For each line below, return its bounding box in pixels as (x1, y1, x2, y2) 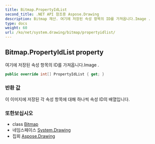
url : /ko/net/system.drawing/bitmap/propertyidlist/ (5, 30, 116, 35)
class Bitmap (12, 121, 38, 127)
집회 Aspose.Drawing (12, 133, 56, 139)
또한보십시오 (5, 110, 33, 116)
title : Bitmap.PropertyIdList (5, 7, 67, 12)
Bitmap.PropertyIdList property (5, 48, 104, 57)
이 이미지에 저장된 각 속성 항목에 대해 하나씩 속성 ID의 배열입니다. (5, 96, 130, 102)
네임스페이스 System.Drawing (12, 127, 71, 133)
